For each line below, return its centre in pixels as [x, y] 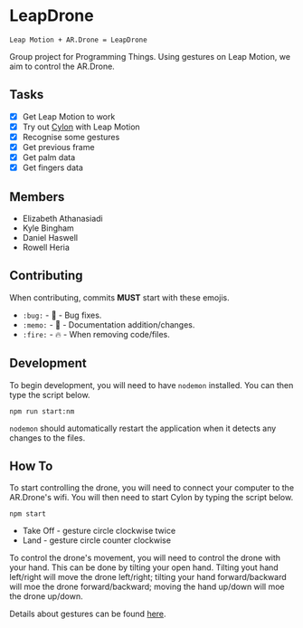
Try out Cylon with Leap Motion [81, 127]
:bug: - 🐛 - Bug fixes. [62, 315]
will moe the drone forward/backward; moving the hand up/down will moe [147, 587]
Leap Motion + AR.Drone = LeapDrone [78, 40]
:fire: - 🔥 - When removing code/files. [96, 334]
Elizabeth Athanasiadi [62, 218]
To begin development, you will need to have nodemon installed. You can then [151, 385]
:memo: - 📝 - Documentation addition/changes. [109, 324]
